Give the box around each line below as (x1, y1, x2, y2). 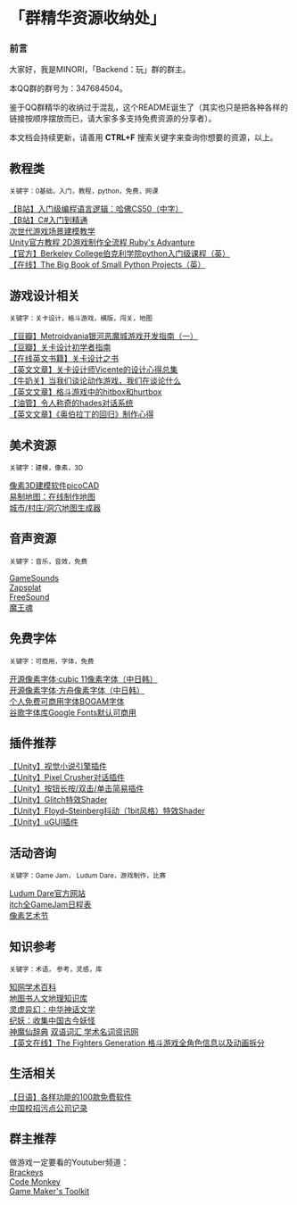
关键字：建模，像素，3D (9, 463, 84, 472)
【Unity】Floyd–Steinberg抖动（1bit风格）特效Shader (9, 805, 205, 817)
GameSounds (9, 572, 60, 583)
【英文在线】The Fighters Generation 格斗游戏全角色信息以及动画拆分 (9, 1037, 265, 1048)
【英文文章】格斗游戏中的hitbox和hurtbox (9, 386, 162, 397)
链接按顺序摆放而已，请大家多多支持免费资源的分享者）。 (9, 113, 217, 124)
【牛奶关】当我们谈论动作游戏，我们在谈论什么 (9, 376, 181, 386)
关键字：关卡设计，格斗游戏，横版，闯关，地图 (9, 314, 153, 323)
